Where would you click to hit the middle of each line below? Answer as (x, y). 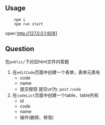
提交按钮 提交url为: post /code (50, 89)
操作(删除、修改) (37, 117)
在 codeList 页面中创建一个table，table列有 (55, 95)
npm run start (29, 24)
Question (20, 49)
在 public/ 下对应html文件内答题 (37, 61)
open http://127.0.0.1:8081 (31, 33)
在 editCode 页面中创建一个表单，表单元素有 (56, 72)
